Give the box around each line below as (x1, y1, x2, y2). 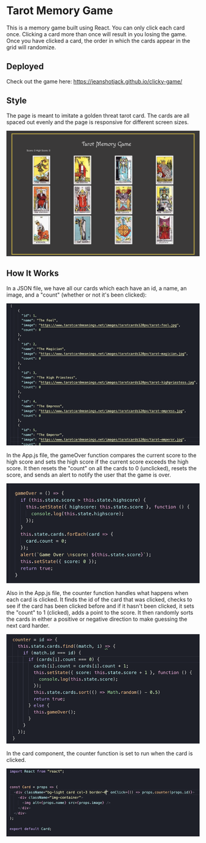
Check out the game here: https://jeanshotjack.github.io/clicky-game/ (6, 77, 183, 85)
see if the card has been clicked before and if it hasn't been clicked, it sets (6, 602, 194, 610)
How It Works (6, 268, 59, 279)
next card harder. (6, 621, 50, 629)
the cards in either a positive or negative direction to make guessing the (6, 615, 188, 623)
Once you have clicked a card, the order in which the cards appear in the (6, 37, 191, 44)
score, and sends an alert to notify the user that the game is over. (6, 471, 172, 479)
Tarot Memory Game (6, 4, 113, 18)
